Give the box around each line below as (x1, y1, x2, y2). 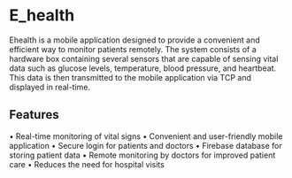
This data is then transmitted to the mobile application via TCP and (9, 72, 252, 82)
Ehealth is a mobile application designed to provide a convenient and (9, 35, 261, 45)
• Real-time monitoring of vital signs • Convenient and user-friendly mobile (9, 130, 283, 142)
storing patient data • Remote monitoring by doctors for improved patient (9, 150, 276, 160)
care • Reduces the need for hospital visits (9, 159, 165, 169)
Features (9, 107, 59, 122)
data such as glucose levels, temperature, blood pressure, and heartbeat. (9, 63, 277, 74)
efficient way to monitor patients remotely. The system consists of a (9, 43, 257, 54)
